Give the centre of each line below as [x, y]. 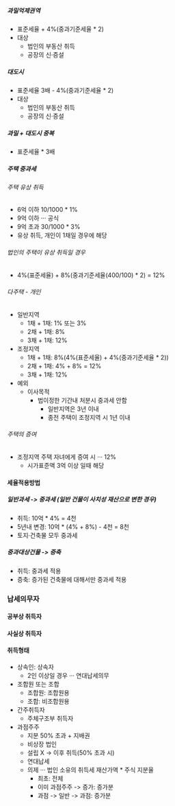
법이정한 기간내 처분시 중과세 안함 [82, 400]
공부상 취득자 [25, 617]
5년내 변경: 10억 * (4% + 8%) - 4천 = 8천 [73, 526]
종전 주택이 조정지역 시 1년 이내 [89, 417]
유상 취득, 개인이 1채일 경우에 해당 [62, 235]
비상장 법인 [42, 744]
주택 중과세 [22, 169]
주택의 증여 [22, 434]
